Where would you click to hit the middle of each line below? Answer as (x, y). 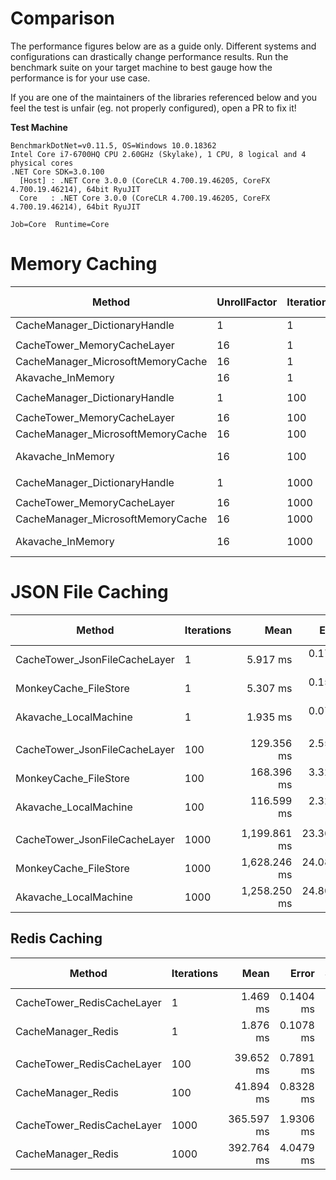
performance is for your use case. (80, 78)
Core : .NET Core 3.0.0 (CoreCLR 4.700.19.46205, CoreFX (145, 198)
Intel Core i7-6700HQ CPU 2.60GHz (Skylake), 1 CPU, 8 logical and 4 (158, 154)
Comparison (63, 18)
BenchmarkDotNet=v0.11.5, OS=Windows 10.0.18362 (113, 145)
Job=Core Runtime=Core (60, 224)
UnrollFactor (247, 302)
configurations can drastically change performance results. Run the (149, 56)
